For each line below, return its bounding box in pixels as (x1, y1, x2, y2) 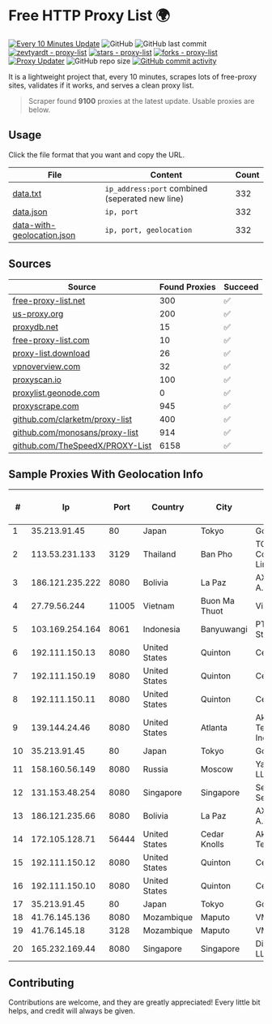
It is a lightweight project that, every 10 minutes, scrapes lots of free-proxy (8, 71, 257, 81)
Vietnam (142, 600, 175, 612)
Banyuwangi (200, 624, 249, 635)
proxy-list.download (12, 347, 91, 359)
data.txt (12, 187, 42, 199)
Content (150, 169, 183, 180)
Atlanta (200, 722, 228, 734)
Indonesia (142, 624, 181, 635)
